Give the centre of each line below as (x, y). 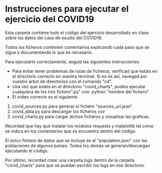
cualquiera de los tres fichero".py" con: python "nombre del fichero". (81, 92)
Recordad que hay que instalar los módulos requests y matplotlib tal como (79, 126)
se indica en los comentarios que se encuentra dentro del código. (71, 131)
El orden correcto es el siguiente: (45, 97)
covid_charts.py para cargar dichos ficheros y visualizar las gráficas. (81, 116)
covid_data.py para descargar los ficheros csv (58, 111)
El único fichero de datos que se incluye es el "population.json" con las (76, 140)
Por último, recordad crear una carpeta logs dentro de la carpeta (70, 160)
